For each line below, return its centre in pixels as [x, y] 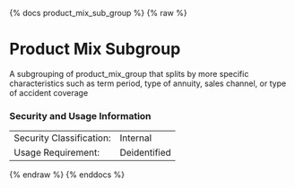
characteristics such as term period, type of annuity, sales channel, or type [148, 83]
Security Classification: [62, 138]
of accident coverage [49, 92]
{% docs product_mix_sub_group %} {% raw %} [98, 13]
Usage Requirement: [57, 153]
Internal [136, 138]
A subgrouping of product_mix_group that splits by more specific [129, 73]
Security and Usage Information [80, 115]
